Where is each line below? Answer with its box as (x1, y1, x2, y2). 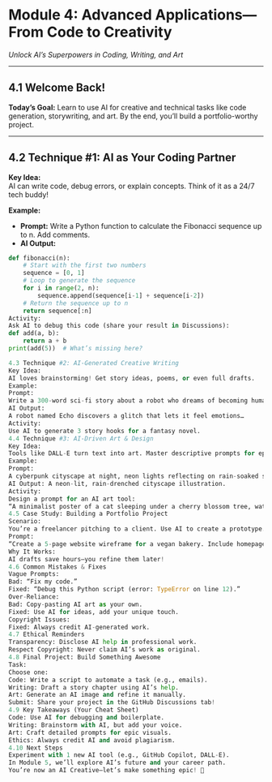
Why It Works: (8, 548, 57, 556)
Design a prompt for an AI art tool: (8, 495, 136, 503)
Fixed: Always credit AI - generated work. (8, 623, 151, 631)
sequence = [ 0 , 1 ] (23, 269, 85, 277)
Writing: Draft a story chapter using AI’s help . (8, 683, 180, 691)
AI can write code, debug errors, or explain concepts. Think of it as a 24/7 (8, 181, 255, 191)
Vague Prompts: (8, 570, 60, 578)
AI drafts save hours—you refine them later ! (8, 555, 164, 563)
